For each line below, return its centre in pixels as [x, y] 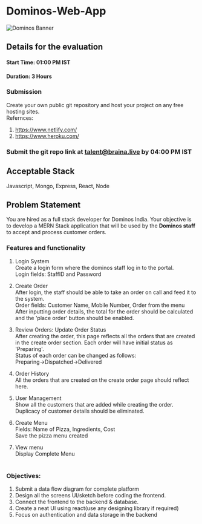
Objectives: [24, 476]
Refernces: [20, 118]
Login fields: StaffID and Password [58, 274]
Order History [32, 373]
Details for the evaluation [55, 47]
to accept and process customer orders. [57, 232]
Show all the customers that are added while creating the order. [94, 404]
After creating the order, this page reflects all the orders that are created [105, 336]
